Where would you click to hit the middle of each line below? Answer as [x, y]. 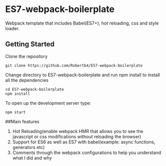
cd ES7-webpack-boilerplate [35, 89]
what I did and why [32, 158]
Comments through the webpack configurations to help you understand [87, 152]
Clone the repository [26, 56]
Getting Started [30, 44]
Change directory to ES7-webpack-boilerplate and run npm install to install [82, 75]
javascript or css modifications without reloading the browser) [77, 136]
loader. [12, 28]
